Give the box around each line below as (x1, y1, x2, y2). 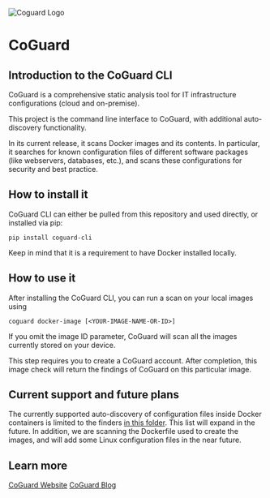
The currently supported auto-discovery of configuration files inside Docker (8, 410, 262, 419)
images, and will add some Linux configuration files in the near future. (8, 435, 242, 445)
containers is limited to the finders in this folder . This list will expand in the (8, 418, 255, 427)
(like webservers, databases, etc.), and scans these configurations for (8, 156, 242, 165)
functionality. (43, 122, 87, 132)
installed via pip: (8, 217, 63, 227)
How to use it (8, 272, 76, 285)
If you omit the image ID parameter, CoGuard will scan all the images (8, 331, 238, 341)
